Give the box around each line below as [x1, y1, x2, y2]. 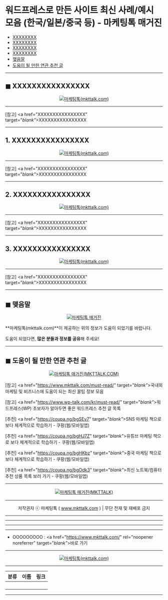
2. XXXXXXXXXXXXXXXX [5, 190, 91, 199]
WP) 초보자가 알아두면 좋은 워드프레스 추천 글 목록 [22, 405, 121, 411]
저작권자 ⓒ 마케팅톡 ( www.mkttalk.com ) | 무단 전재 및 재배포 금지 [17, 505, 150, 511]
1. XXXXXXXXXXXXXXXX [5, 136, 89, 145]
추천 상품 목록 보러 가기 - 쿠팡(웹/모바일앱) [5, 473, 88, 479]
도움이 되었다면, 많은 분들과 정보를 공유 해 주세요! [5, 336, 99, 341]
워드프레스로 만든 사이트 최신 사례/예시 [5, 5, 154, 16]
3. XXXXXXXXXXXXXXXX [5, 245, 91, 253]
